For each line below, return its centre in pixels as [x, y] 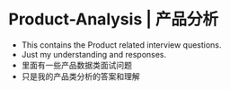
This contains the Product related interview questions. [121, 45]
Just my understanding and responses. [94, 54]
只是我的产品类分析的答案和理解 [80, 76]
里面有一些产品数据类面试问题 [76, 65]
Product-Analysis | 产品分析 [114, 19]
